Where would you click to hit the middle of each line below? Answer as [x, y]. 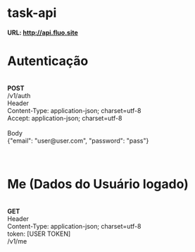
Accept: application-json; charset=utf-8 [65, 118]
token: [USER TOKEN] [39, 234]
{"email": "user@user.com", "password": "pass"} [78, 140]
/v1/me [17, 241]
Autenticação [48, 61]
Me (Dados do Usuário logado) [98, 184]
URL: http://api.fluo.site [43, 32]
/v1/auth [19, 95]
